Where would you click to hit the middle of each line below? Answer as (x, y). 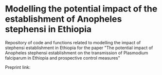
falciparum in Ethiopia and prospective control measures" (63, 58)
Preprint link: (18, 67)
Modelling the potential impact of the (81, 9)
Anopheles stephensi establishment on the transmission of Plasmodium (77, 53)
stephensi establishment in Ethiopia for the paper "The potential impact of (79, 48)
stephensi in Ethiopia (48, 29)
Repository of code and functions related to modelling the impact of (73, 42)
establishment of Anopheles (63, 19)
